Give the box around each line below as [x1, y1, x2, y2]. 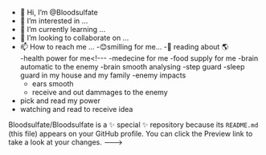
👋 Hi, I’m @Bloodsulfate [19, 8, 98, 17]
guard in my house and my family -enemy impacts [19, 70, 186, 80]
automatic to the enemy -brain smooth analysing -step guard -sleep [19, 62, 245, 71]
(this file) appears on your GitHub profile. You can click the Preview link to [8, 129, 253, 138]
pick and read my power [19, 96, 100, 105]
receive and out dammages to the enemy [31, 88, 169, 97]
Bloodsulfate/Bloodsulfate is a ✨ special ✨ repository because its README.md [8, 120, 259, 129]
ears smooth [31, 79, 74, 88]
